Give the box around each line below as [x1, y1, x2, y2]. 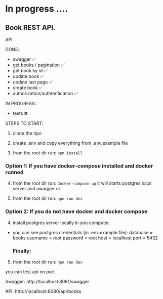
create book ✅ [12, 84, 43, 91]
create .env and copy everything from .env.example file [12, 140, 128, 146]
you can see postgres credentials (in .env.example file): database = [12, 229, 153, 235]
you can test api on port [5, 269, 55, 275]
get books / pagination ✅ [12, 62, 65, 68]
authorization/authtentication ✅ [12, 91, 78, 96]
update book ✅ [12, 73, 45, 79]
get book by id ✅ [12, 68, 48, 73]
